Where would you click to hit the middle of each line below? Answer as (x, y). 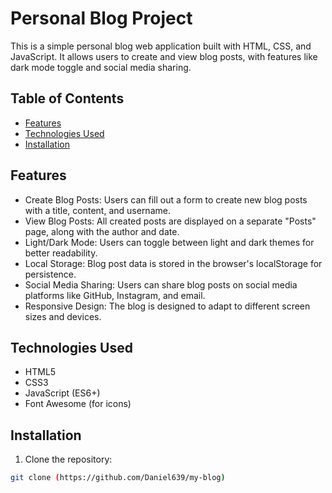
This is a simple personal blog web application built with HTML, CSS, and (161, 46)
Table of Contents (67, 98)
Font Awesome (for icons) (78, 404)
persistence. (50, 274)
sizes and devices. (63, 316)
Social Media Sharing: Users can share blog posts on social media (161, 284)
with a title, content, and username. (97, 210)
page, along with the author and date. (102, 231)
